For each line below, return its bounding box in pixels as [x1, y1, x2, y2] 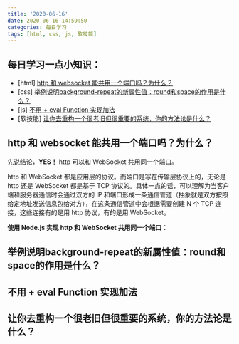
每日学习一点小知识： [7, 58, 101, 71]
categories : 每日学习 [7, 24, 68, 31]
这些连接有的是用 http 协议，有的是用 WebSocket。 [19, 208, 171, 217]
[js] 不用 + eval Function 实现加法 [17, 105, 116, 114]
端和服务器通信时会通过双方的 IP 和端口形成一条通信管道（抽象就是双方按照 [7, 190, 229, 199]
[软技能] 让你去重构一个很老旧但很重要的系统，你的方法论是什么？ [17, 115, 211, 123]
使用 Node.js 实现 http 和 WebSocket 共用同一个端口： [7, 223, 169, 231]
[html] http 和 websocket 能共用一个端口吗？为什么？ [17, 79, 174, 88]
